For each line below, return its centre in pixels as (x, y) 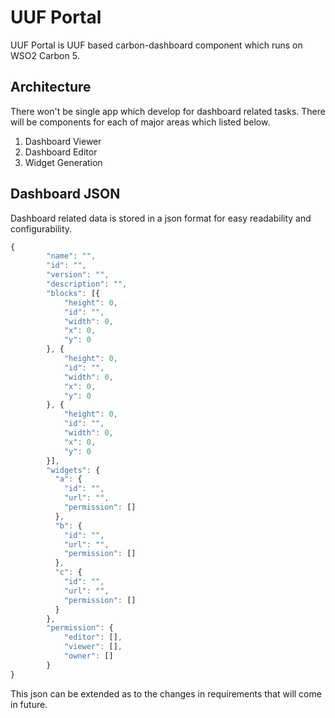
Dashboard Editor (61, 152)
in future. (29, 704)
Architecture (51, 87)
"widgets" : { (73, 470)
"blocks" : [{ (73, 293)
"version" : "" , (78, 275)
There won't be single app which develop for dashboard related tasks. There (168, 111)
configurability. (41, 228)
